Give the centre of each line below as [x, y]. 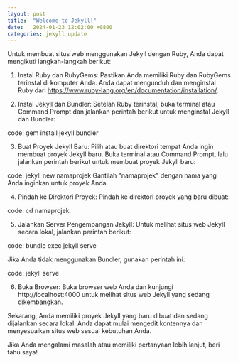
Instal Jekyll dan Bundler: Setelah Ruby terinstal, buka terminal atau [116, 104]
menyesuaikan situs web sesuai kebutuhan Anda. [80, 331]
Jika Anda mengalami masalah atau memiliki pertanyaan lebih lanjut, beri [114, 345]
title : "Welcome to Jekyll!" [52, 21]
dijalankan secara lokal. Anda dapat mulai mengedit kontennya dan [105, 323]
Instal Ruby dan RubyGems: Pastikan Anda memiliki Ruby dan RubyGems [124, 75]
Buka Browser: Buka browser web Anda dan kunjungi [96, 287]
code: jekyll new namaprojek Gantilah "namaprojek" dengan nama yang [112, 175]
